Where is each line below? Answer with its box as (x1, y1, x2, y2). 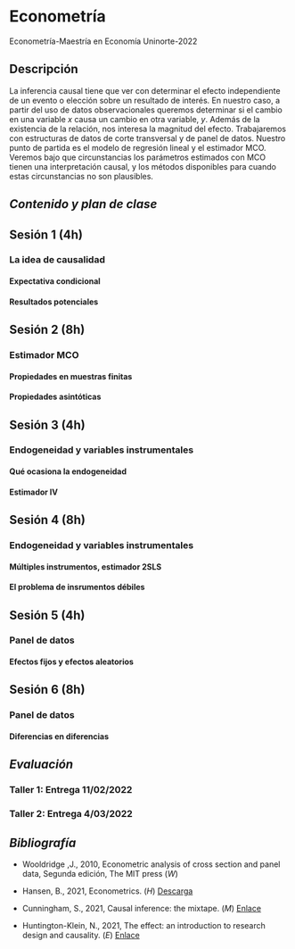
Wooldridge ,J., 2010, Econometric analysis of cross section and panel (21, 859, 281, 870)
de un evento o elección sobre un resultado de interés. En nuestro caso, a (9, 95, 281, 105)
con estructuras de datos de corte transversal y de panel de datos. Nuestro (9, 132, 286, 144)
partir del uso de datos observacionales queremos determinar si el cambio (9, 104, 283, 115)
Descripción (9, 62, 78, 77)
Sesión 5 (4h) (9, 607, 86, 622)
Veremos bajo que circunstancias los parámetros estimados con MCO (9, 152, 266, 162)
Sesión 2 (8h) (9, 322, 86, 337)
